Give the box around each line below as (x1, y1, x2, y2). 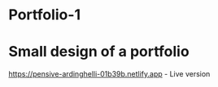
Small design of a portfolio (8, 43, 190, 61)
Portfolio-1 (8, 6, 81, 24)
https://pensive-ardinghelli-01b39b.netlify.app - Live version (8, 69, 211, 79)
